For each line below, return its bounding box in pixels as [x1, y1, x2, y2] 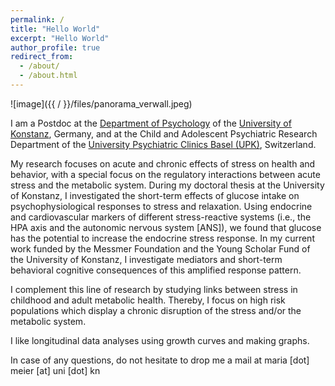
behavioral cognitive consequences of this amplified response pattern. [10, 264, 302, 276]
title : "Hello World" [10, 24, 101, 34]
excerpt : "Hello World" [10, 33, 110, 43]
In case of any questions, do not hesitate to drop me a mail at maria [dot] [10, 354, 310, 366]
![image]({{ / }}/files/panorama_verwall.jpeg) [10, 97, 193, 110]
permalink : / [10, 14, 65, 25]
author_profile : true [10, 42, 101, 53]
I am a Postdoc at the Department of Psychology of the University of [10, 117, 292, 129]
